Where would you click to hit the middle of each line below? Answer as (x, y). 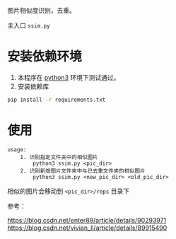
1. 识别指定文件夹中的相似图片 (59, 157)
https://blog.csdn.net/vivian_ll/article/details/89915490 (87, 228)
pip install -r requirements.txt (57, 100)
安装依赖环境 (45, 57)
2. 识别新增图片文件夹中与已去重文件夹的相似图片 (83, 171)
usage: (17, 150)
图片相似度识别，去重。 (41, 10)
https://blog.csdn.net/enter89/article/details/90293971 (87, 220)
